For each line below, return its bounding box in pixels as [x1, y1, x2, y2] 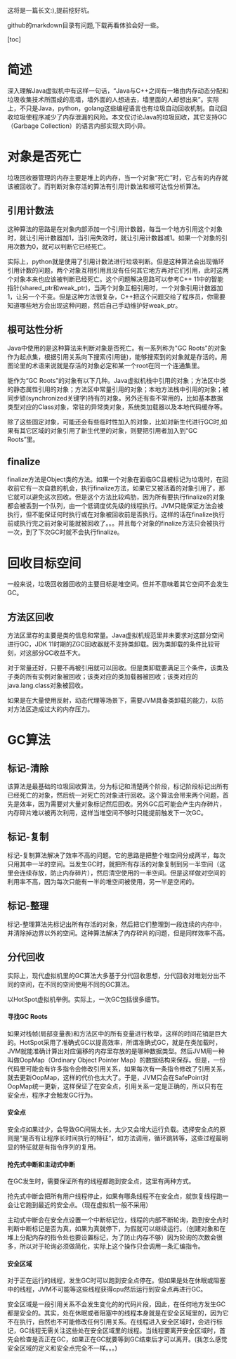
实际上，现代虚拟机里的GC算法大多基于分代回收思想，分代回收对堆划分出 [7, 971, 220, 980]
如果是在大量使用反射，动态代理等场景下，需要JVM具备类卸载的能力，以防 [7, 696, 224, 705]
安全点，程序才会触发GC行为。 [7, 1091, 97, 1099]
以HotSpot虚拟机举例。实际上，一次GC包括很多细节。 [7, 995, 164, 1003]
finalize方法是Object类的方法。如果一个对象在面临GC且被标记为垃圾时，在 [7, 475, 223, 483]
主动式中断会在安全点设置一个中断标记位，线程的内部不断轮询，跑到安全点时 [7, 1216, 229, 1224]
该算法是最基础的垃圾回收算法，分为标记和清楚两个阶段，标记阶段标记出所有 [7, 782, 229, 791]
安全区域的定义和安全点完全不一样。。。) [7, 1344, 118, 1353]
